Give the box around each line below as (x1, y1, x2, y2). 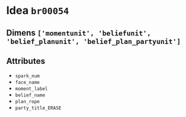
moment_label (14, 86, 48, 92)
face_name (14, 80, 40, 86)
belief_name (14, 92, 45, 98)
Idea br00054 (6, 4, 69, 17)
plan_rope (14, 99, 40, 105)
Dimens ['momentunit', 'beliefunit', (6, 28, 152, 38)
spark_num (14, 73, 40, 79)
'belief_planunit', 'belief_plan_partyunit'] (6, 37, 181, 46)
